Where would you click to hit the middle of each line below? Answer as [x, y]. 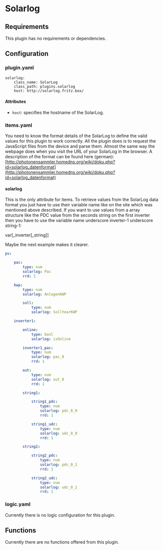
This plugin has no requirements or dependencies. [56, 38]
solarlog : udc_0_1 [59, 487]
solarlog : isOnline [51, 339]
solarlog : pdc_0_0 [59, 411]
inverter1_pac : [38, 348]
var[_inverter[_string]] [27, 235]
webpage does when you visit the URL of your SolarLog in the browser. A [79, 151]
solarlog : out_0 [48, 379]
